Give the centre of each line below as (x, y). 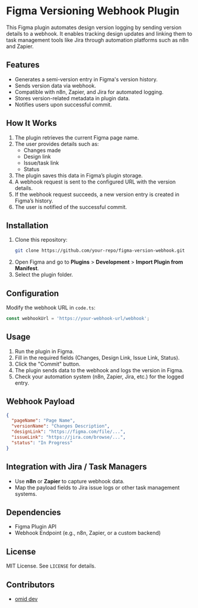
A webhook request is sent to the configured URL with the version (95, 182)
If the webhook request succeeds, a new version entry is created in (97, 194)
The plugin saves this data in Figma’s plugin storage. (79, 175)
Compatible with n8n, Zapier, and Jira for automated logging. (89, 92)
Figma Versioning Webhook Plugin (93, 11)
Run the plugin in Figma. (44, 351)
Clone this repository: (41, 240)
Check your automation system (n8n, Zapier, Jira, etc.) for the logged (99, 376)
